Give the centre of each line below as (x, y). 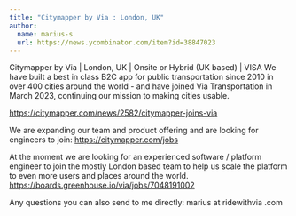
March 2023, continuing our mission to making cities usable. (119, 96)
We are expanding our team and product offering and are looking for (134, 131)
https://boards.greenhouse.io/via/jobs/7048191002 (102, 185)
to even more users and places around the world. (99, 176)
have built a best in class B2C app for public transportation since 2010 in (141, 77)
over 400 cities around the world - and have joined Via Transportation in (141, 86)
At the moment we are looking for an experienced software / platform (136, 157)
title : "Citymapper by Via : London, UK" (87, 17)
